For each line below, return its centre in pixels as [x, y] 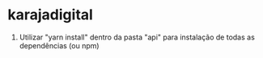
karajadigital [51, 15]
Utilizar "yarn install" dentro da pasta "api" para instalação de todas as [137, 37]
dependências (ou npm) [59, 45]
